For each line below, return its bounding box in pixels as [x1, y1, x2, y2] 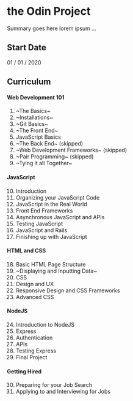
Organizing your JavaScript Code [15, 193, 100, 201]
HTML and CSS [7, 247, 46, 254]
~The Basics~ [15, 107, 51, 115]
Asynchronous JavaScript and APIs [15, 213, 105, 220]
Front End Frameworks [15, 207, 73, 214]
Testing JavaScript [15, 220, 63, 227]
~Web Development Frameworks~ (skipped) [15, 146, 128, 154]
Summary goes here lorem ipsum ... [7, 25, 97, 32]
